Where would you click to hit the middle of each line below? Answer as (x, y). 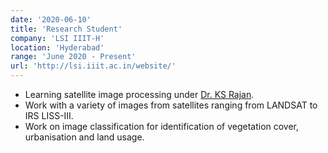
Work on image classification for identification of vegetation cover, (162, 126)
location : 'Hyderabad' (57, 47)
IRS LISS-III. (49, 115)
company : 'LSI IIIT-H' (57, 38)
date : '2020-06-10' (51, 19)
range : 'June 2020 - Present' (73, 57)
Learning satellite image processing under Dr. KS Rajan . (139, 94)
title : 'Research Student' (66, 29)
